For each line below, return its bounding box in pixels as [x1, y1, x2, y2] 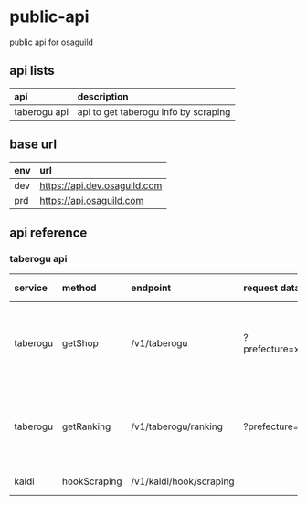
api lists [9, 63, 55, 79]
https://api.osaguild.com [39, 194, 144, 206]
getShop [62, 337, 99, 350]
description [77, 89, 129, 102]
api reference [9, 225, 88, 240]
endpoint [131, 281, 172, 294]
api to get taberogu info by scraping [77, 105, 231, 118]
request [243, 281, 279, 294]
